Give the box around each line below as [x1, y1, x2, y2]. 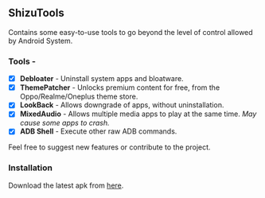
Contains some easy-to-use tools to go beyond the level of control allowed [8, 27, 253, 37]
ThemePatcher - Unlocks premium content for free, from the [19, 83, 220, 92]
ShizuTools [8, 6, 65, 20]
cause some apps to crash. [19, 118, 110, 128]
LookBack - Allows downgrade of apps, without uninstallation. [19, 100, 224, 110]
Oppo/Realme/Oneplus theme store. [19, 91, 138, 102]
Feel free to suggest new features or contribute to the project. [8, 142, 211, 152]
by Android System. [8, 36, 73, 45]
